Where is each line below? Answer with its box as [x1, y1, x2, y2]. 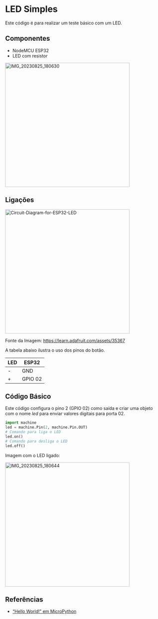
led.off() [5, 443, 26, 448]
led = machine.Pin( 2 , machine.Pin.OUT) [5, 425, 88, 430]
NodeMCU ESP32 [12, 47, 49, 53]
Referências [5, 595, 44, 604]
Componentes [5, 34, 51, 43]
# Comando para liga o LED [5, 430, 61, 435]
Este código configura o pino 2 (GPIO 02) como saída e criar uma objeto [5, 405, 153, 411]
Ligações [5, 196, 34, 204]
